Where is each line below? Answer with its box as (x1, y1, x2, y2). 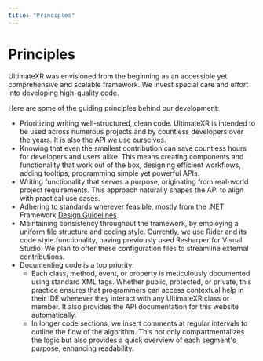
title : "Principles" (8, 11, 76, 20)
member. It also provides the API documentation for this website (31, 301, 239, 311)
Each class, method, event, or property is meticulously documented (31, 268, 250, 278)
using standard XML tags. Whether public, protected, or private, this (31, 276, 252, 286)
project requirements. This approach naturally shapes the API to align (19, 185, 244, 195)
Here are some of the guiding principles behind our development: (8, 103, 220, 112)
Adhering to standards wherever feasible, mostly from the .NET (19, 202, 225, 211)
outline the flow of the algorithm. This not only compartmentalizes (31, 326, 245, 336)
